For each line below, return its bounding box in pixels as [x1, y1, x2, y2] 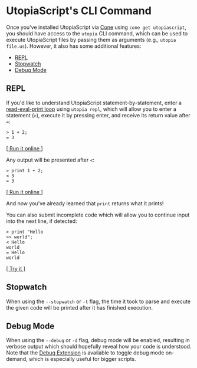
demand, [6, 356, 28, 363]
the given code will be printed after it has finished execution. [6, 304, 153, 311]
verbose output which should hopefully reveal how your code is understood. [6, 343, 192, 350]
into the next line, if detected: [6, 217, 78, 225]
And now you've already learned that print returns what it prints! [6, 199, 164, 207]
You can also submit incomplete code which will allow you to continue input [6, 211, 190, 218]
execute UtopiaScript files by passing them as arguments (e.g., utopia [6, 36, 176, 43]
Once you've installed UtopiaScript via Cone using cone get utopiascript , [6, 24, 187, 31]
